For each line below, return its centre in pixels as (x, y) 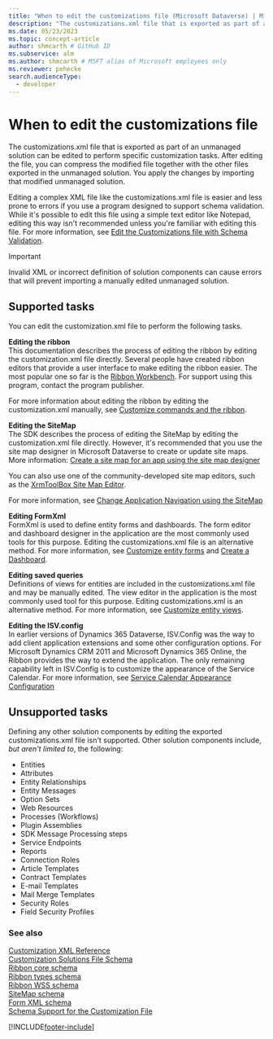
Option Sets (40, 799)
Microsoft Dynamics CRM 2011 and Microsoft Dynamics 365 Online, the (128, 652)
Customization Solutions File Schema (71, 959)
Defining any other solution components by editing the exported (115, 732)
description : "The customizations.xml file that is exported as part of (134, 24)
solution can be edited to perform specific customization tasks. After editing (136, 156)
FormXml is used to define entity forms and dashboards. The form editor (130, 525)
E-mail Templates (49, 886)
